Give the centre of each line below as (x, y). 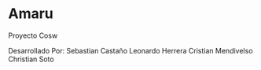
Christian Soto (31, 59)
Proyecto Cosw (33, 35)
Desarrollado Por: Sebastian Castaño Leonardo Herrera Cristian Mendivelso (130, 50)
